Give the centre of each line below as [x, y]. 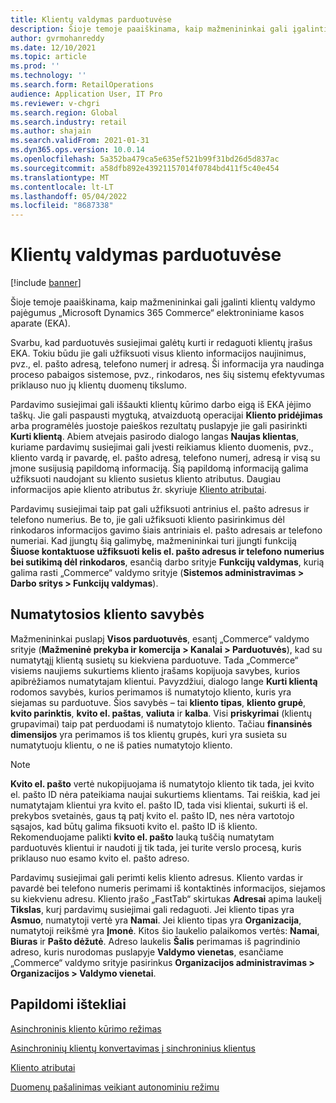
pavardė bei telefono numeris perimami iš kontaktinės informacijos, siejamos [168, 888]
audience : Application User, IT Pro [86, 94]
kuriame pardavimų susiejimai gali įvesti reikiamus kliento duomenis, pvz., [162, 447]
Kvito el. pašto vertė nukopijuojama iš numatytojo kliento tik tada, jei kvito [162, 783]
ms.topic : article [48, 57]
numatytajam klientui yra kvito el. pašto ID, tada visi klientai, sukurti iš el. [159, 805]
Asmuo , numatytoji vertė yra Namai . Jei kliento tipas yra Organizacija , [156, 920]
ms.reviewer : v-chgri [55, 103]
